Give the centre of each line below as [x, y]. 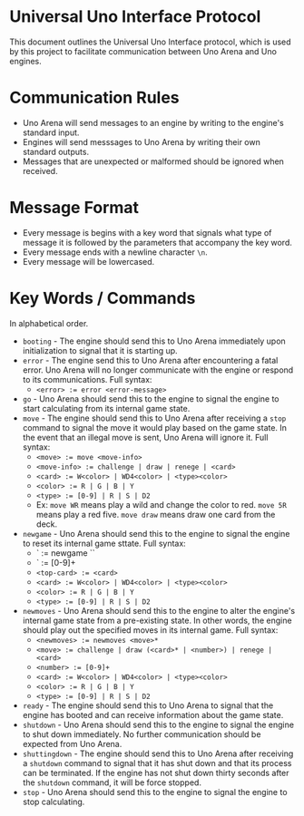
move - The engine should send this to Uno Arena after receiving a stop [154, 418]
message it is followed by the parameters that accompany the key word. [157, 242]
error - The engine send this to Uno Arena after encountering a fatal [150, 360]
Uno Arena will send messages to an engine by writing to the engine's [153, 122]
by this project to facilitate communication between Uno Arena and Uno [143, 51]
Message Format [74, 208]
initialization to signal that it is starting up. [100, 350]
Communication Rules [94, 98]
